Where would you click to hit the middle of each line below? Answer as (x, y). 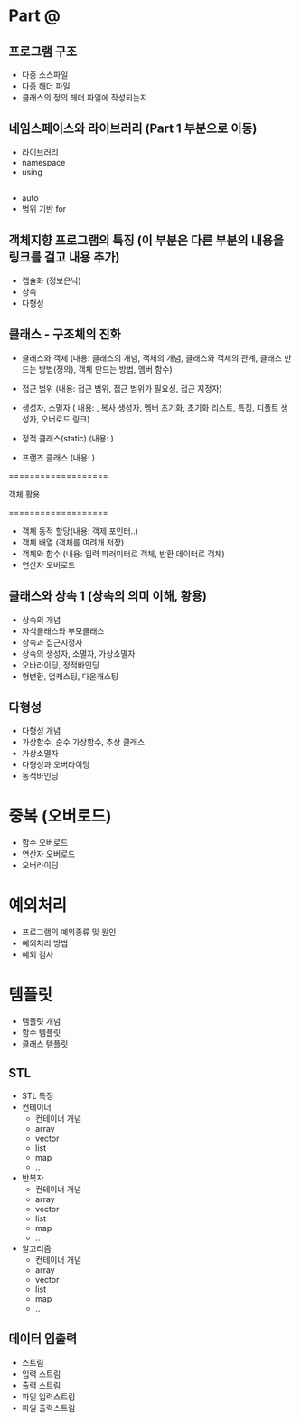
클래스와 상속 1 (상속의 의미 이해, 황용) (108, 597)
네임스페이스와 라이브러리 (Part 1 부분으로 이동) (133, 129)
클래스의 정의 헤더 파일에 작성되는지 (85, 97)
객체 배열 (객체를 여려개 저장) (73, 542)
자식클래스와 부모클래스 (63, 630)
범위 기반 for (44, 209)
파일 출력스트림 (48, 1408)
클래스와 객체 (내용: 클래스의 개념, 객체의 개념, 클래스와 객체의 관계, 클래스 (151, 357)
